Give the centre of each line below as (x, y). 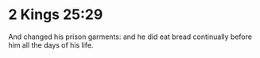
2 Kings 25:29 (56, 15)
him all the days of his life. (51, 44)
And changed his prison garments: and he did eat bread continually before (130, 37)
